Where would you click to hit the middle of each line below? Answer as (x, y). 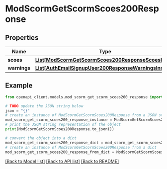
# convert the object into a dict (41, 138)
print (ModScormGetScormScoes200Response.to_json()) (60, 129)
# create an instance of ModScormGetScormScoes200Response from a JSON (81, 115)
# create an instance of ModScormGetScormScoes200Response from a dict (81, 147)
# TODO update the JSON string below (44, 106)
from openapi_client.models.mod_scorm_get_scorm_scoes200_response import (84, 97)
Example (19, 86)
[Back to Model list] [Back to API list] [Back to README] (62, 162)
